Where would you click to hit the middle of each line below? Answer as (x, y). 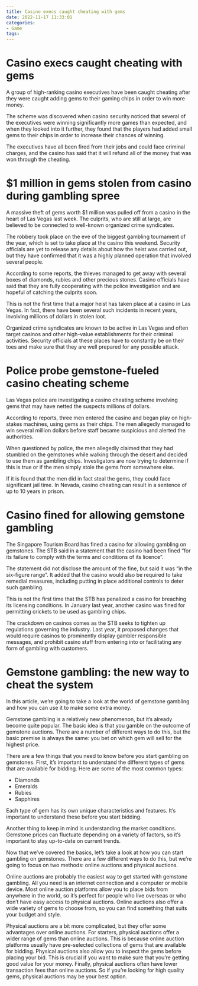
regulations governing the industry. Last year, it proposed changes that (92, 629)
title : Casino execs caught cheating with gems (66, 12)
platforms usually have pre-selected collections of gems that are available (96, 944)
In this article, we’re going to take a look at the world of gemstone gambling (98, 701)
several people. (25, 262)
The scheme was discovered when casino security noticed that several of (96, 116)
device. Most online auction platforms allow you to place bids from (87, 889)
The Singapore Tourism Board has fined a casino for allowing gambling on (96, 544)
